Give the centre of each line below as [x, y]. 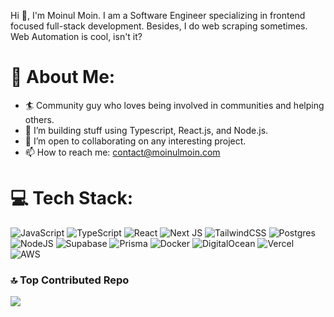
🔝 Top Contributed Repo [70, 280]
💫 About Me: [63, 77]
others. [39, 119]
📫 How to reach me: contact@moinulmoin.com [122, 152]
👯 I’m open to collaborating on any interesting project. [135, 141]
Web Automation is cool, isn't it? [76, 36]
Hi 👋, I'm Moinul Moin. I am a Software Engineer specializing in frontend [158, 15]
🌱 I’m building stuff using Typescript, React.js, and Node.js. [146, 130]
